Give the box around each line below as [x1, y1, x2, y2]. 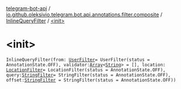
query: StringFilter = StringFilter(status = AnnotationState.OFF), [6, 72, 171, 78]
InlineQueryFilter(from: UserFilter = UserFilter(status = [6, 56, 150, 63]
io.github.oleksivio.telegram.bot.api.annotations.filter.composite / [6, 11, 162, 18]
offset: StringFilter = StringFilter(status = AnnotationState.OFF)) [6, 77, 176, 83]
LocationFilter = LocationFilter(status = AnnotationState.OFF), [6, 67, 166, 73]
